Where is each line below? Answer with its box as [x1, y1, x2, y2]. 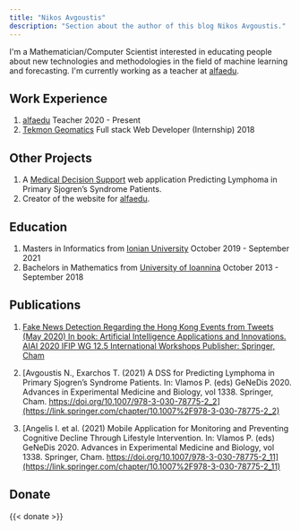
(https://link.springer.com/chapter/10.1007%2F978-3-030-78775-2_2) [21, 405, 280, 416]
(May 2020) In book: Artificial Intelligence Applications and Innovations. [21, 331, 287, 342]
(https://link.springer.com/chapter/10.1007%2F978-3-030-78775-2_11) [21, 461, 280, 472]
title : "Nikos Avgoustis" [9, 13, 106, 22]
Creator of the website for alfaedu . [21, 194, 150, 204]
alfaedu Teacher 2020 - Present [21, 115, 141, 126]
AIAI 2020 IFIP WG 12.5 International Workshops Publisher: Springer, [21, 340, 276, 351]
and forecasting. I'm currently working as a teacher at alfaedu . [9, 65, 240, 76]
